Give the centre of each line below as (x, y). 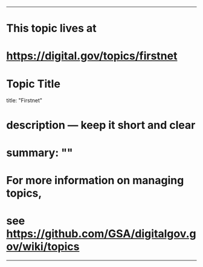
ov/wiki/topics (43, 247)
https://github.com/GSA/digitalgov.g (101, 234)
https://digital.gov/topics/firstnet (92, 56)
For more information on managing (95, 180)
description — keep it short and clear (101, 125)
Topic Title (33, 84)
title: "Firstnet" (24, 101)
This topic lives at (51, 28)
